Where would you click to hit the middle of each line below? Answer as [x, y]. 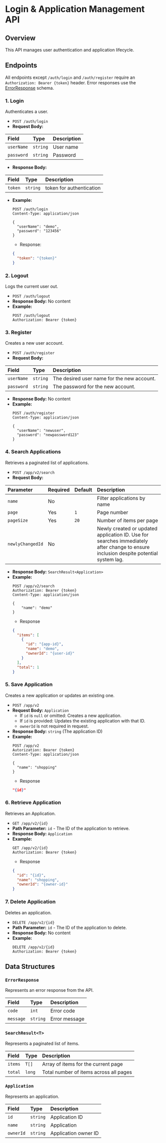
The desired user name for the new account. [104, 379]
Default [83, 489]
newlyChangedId [25, 544]
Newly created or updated [127, 528]
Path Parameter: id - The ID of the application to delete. [69, 927]
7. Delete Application [30, 902]
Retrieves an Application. [30, 813]
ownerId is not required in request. [54, 726]
